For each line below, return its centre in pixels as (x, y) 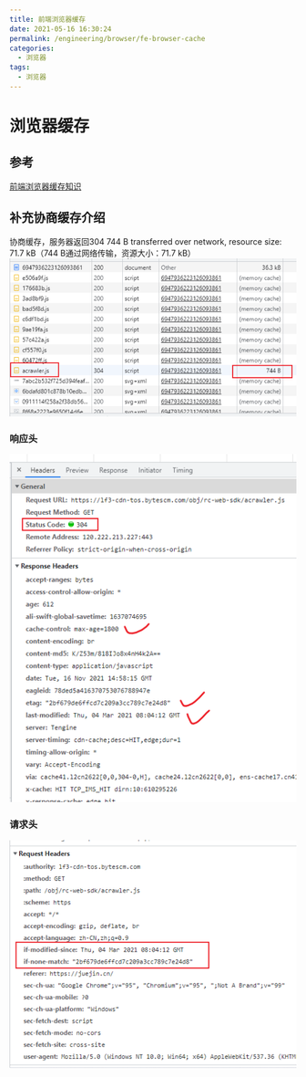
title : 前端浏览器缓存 (48, 19)
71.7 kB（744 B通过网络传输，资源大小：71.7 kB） (102, 253)
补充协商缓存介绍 (57, 218)
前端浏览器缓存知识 (46, 186)
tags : (20, 68)
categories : (32, 48)
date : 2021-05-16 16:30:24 (61, 29)
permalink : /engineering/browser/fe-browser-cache (107, 38)
